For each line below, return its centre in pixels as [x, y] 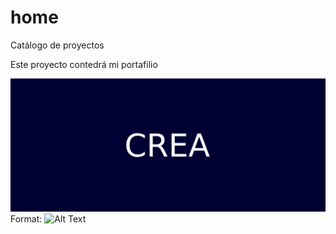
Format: [26, 218]
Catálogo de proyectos [57, 45]
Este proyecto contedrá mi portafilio [84, 64]
